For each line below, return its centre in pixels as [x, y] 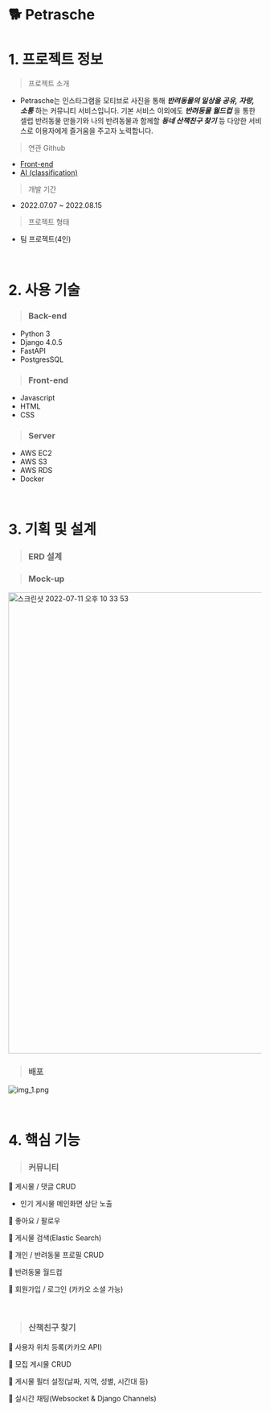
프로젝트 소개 [49, 84]
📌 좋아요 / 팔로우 [35, 1221]
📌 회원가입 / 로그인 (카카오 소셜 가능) [66, 1289]
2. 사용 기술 [44, 290]
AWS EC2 [36, 453]
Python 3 [35, 334]
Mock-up [46, 579]
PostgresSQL [42, 359]
